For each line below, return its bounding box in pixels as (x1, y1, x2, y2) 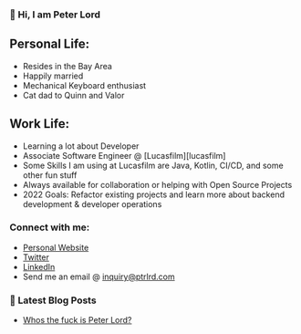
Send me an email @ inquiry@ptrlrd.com (22, 271, 175, 282)
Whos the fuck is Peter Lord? (22, 315, 132, 326)
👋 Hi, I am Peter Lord (9, 8, 101, 21)
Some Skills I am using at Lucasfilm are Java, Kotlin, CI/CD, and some (22, 160, 285, 171)
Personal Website (22, 242, 89, 253)
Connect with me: (9, 221, 90, 234)
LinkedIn (22, 261, 56, 272)
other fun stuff (22, 169, 78, 181)
